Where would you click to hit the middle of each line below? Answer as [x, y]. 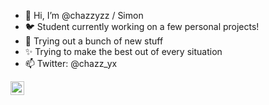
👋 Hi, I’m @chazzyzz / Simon [84, 15]
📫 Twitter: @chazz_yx [71, 63]
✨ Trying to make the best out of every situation [123, 51]
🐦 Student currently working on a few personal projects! [142, 26]
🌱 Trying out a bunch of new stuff [94, 41]
